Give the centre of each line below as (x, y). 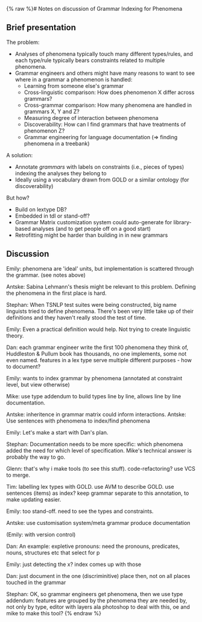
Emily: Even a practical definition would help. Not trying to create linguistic (99, 329)
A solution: (20, 155)
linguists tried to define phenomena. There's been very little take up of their (100, 311)
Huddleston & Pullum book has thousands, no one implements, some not (96, 353)
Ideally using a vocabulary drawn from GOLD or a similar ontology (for (102, 180)
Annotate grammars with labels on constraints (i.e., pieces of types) (99, 167)
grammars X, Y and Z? (52, 112)
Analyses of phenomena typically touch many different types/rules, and (104, 54)
